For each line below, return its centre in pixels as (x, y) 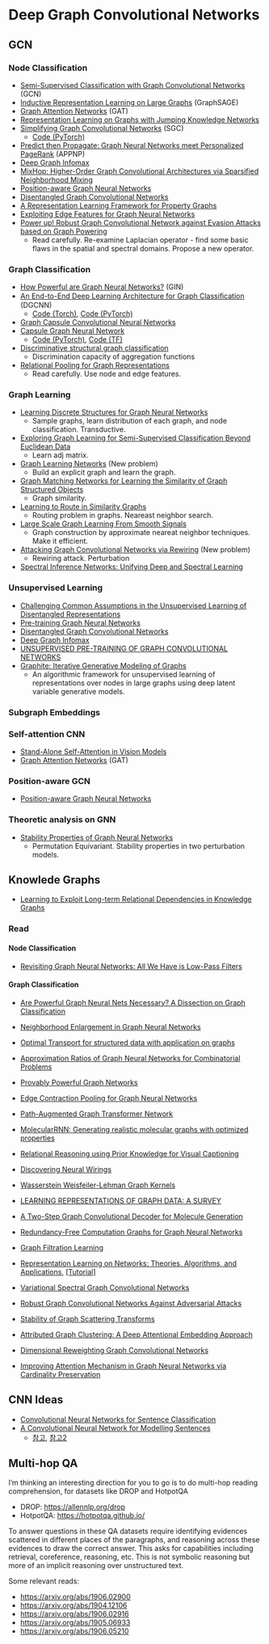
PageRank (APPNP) (53, 154)
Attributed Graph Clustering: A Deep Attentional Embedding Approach (136, 1334)
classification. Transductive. (79, 429)
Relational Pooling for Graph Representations (95, 365)
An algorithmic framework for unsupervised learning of (124, 674)
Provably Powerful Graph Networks (79, 1082)
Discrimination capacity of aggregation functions (113, 356)
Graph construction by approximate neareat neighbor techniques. (141, 533)
